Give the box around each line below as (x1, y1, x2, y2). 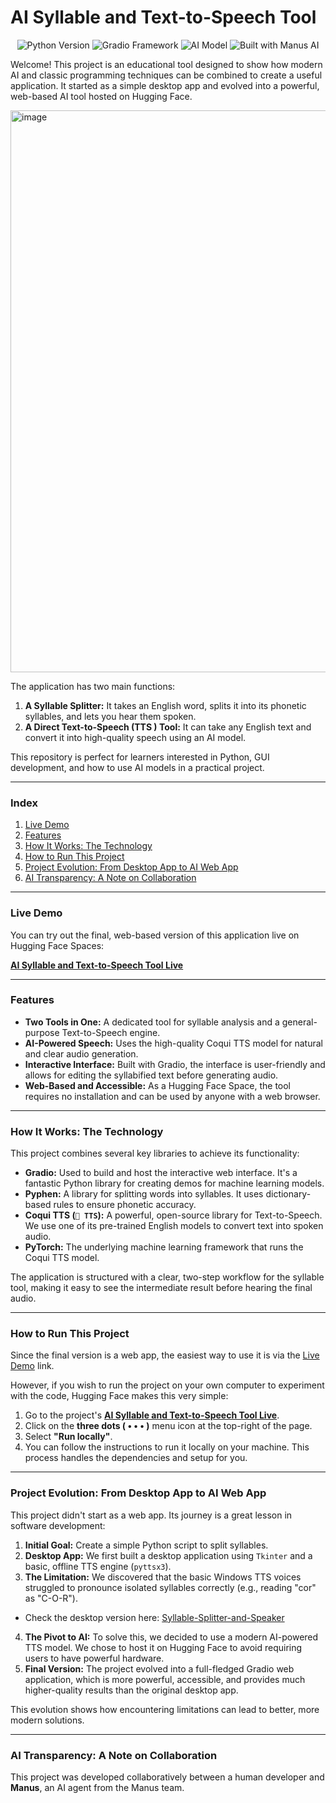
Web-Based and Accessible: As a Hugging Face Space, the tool (24, 1079, 292, 1091)
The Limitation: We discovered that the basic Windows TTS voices (24, 1571, 302, 1583)
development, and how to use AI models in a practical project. (10, 761, 265, 773)
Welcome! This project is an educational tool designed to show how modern (10, 58, 323, 70)
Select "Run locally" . (24, 1431, 113, 1443)
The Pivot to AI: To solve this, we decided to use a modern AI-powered (24, 1631, 319, 1643)
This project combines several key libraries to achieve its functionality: (10, 1147, 300, 1160)
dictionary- (265, 1188, 312, 1200)
